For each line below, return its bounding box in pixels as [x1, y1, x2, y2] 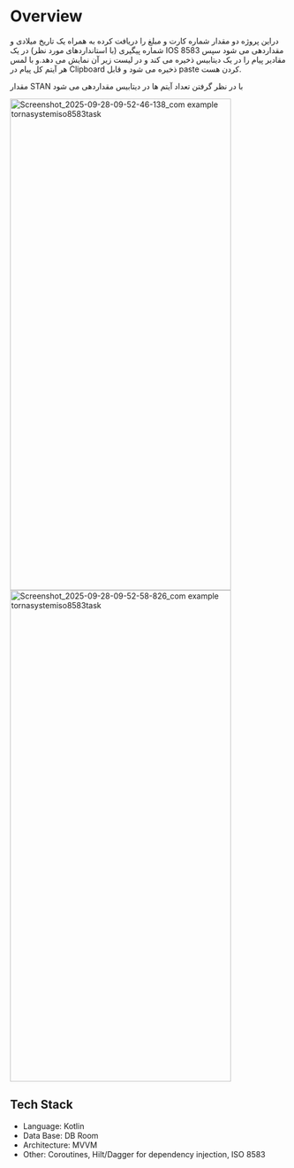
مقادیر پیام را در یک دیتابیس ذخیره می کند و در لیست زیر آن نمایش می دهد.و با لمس [10, 54, 286, 65]
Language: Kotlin [22, 1120, 85, 1131]
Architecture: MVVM [22, 1140, 98, 1150]
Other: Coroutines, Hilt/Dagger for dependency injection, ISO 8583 [22, 1149, 266, 1159]
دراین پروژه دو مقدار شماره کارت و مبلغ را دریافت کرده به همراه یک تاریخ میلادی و [10, 35, 279, 46]
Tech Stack [10, 1097, 73, 1112]
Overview [10, 6, 83, 27]
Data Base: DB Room [22, 1130, 99, 1141]
